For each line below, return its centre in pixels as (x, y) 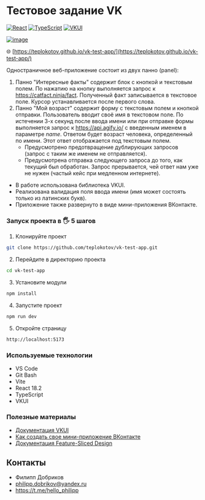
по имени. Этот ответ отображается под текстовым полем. (93, 140)
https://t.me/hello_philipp (47, 490)
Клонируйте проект (41, 237)
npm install (21, 294)
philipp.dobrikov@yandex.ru (51, 484)
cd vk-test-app (26, 271)
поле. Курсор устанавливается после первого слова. (85, 101)
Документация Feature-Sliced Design (64, 443)
